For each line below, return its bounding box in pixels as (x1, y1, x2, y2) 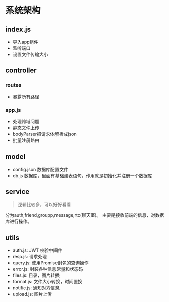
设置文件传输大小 (12, 51, 48, 57)
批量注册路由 (12, 137, 39, 143)
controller (5, 66, 37, 75)
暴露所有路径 (12, 94, 39, 100)
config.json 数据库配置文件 (12, 166, 69, 172)
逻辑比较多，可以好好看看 (17, 201, 71, 207)
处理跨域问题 (12, 118, 39, 124)
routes (5, 82, 22, 89)
